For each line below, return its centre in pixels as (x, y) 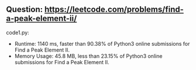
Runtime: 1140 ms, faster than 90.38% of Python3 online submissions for (102, 43)
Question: (25, 10)
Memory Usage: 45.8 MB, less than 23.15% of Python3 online (88, 56)
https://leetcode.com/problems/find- (114, 10)
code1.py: (18, 32)
